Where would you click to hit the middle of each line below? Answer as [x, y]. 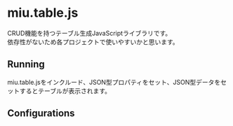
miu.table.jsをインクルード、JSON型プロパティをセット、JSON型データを [114, 82]
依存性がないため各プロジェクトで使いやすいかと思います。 [93, 42]
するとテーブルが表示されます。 [65, 91]
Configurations [41, 113]
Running [26, 64]
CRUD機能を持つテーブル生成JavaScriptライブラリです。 [89, 33]
